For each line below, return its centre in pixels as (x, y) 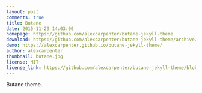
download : (19, 40)
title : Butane (24, 23)
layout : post (23, 12)
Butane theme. (24, 85)
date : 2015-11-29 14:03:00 (40, 28)
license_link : (24, 67)
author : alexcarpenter (35, 51)
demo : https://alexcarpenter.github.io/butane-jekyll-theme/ (84, 46)
